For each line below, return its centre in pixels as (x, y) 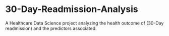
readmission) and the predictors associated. (51, 28)
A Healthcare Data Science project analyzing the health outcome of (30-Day (84, 23)
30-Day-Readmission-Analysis (72, 9)
